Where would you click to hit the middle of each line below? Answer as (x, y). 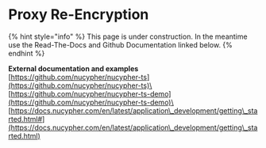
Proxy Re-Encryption (79, 15)
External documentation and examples (73, 68)
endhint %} (27, 53)
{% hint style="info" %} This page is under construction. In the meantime (128, 36)
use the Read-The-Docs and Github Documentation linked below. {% (120, 44)
